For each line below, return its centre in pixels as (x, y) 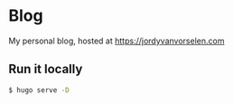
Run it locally (46, 69)
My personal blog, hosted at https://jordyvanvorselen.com (117, 41)
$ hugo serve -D (39, 90)
